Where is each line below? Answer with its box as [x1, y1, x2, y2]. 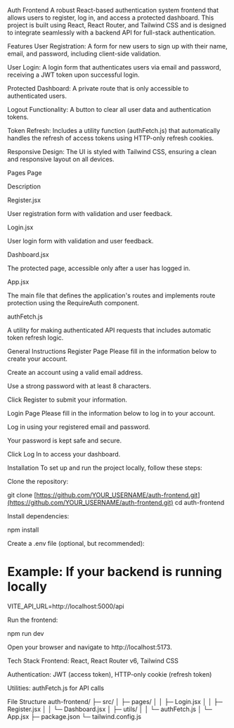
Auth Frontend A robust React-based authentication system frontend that [7, 6, 219, 14]
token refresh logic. [7, 333, 64, 342]
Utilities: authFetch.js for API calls [7, 684, 104, 692]
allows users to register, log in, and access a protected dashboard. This [7, 13, 214, 22]
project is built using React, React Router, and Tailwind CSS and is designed [7, 21, 226, 29]
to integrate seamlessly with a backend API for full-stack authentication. [7, 28, 216, 37]
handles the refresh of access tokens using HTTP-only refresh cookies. [7, 134, 214, 142]
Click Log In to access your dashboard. [7, 450, 121, 458]
